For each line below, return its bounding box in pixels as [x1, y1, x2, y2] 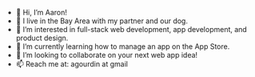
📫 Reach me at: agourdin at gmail [15, 59, 128, 68]
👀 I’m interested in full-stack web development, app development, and [15, 25, 248, 34]
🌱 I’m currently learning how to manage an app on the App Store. [15, 42, 230, 51]
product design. [15, 33, 69, 43]
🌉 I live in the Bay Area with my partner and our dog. [15, 16, 188, 26]
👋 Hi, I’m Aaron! [15, 8, 68, 17]
